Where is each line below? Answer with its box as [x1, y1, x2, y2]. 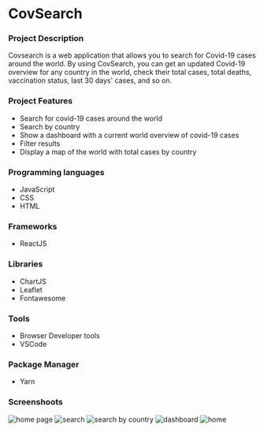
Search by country [19, 121, 80, 131]
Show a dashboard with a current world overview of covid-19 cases [19, 130, 240, 140]
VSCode [19, 339, 47, 348]
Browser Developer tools [19, 330, 100, 340]
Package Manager [8, 359, 80, 370]
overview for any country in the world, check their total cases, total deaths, [8, 68, 252, 77]
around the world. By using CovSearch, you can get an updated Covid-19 [8, 59, 246, 69]
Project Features [8, 95, 73, 106]
